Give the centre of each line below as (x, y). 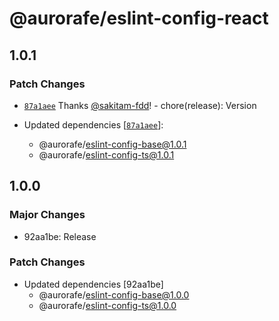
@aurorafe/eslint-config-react (139, 18)
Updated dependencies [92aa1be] (93, 284)
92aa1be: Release (60, 236)
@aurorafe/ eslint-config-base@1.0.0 (114, 294)
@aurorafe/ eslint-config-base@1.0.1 (112, 144)
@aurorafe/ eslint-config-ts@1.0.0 (107, 305)
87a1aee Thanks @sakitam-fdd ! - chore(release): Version (140, 105)
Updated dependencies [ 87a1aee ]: (93, 124)
